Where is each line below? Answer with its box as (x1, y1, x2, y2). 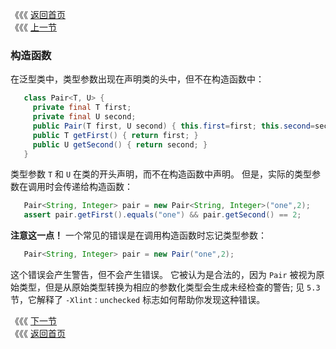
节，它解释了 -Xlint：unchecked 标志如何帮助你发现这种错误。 (10, 294, 266, 306)
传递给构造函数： (62, 181, 133, 193)
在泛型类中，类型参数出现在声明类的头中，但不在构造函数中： (10, 73, 265, 85)
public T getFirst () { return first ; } (32, 130, 199, 140)
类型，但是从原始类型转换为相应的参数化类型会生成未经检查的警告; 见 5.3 (18, 281, 321, 293)
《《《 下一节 (10, 315, 57, 327)
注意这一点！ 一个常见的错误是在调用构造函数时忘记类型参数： (10, 229, 267, 242)
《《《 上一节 (10, 21, 57, 33)
